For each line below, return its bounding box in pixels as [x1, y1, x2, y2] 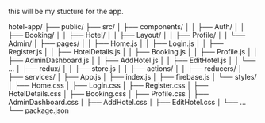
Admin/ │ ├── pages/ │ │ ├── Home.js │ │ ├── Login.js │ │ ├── [8, 39, 224, 48]
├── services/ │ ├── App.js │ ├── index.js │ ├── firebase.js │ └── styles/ [8, 73, 257, 81]
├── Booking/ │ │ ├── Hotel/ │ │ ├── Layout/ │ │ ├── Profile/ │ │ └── [8, 31, 246, 39]
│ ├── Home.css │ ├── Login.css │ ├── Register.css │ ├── [8, 80, 209, 90]
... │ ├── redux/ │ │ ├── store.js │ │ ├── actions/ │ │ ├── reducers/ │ [8, 64, 243, 73]
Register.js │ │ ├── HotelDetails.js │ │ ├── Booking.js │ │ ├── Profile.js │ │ [8, 47, 259, 56]
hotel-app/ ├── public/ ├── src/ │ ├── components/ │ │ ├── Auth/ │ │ [8, 22, 245, 31]
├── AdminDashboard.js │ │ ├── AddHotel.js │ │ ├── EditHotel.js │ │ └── [8, 55, 256, 65]
